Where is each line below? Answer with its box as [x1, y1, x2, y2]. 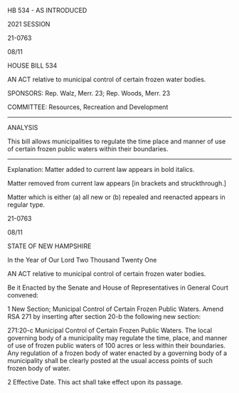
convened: [7, 291, 39, 299]
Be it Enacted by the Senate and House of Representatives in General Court [7, 283, 229, 292]
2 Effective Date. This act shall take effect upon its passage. [7, 378, 184, 386]
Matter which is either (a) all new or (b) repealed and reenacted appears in [7, 193, 225, 201]
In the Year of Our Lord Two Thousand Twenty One [7, 256, 157, 264]
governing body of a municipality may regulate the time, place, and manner [7, 334, 228, 342]
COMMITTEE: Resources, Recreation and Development [7, 103, 169, 111]
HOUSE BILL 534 [7, 61, 58, 70]
